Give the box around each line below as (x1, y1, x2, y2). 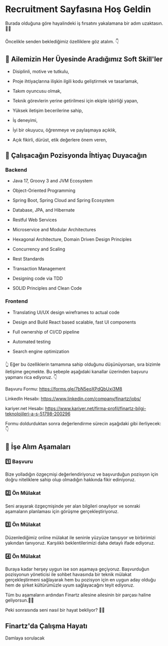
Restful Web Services (12, 217, 57, 223)
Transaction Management (12, 266, 66, 272)
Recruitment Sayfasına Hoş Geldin (5, 4, 151, 15)
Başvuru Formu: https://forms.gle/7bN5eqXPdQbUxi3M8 (5, 385, 122, 392)
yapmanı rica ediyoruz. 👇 (5, 374, 58, 380)
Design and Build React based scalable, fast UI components (12, 319, 136, 325)
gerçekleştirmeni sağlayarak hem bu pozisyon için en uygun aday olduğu (5, 577, 156, 583)
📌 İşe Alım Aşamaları (5, 442, 71, 451)
